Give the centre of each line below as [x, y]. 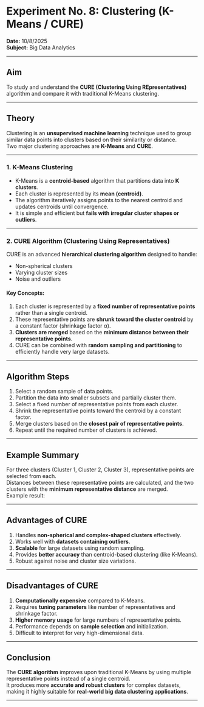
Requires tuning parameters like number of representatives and [95, 607]
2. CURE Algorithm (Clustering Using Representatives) [88, 241]
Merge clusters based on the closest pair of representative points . [99, 424]
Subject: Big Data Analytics [41, 47]
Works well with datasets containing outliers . [73, 541]
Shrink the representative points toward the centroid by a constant [98, 411]
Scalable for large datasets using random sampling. [80, 548]
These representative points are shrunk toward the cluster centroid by [104, 319]
